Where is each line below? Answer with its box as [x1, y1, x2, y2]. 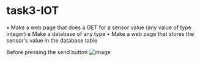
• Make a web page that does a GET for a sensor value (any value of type [6, 24, 191, 31]
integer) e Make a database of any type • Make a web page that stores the [6, 30, 194, 37]
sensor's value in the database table [6, 36, 98, 44]
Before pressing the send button [6, 48, 88, 55]
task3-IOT [6, 4, 59, 18]
